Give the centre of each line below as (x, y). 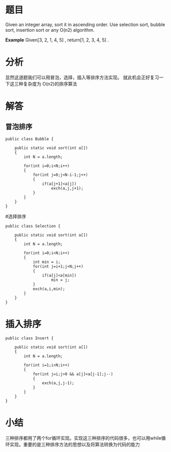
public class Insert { (29, 338)
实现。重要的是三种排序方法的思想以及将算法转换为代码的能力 (74, 444)
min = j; (60, 280)
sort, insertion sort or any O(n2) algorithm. (50, 30)
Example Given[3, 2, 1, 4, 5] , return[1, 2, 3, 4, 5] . (57, 40)
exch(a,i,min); (49, 289)
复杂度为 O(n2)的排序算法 (50, 84)
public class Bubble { (29, 139)
